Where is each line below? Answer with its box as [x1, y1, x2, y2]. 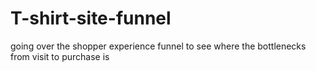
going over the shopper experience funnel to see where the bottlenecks [10, 40, 307, 52]
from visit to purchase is [10, 50, 110, 62]
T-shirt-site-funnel [10, 7, 172, 30]
